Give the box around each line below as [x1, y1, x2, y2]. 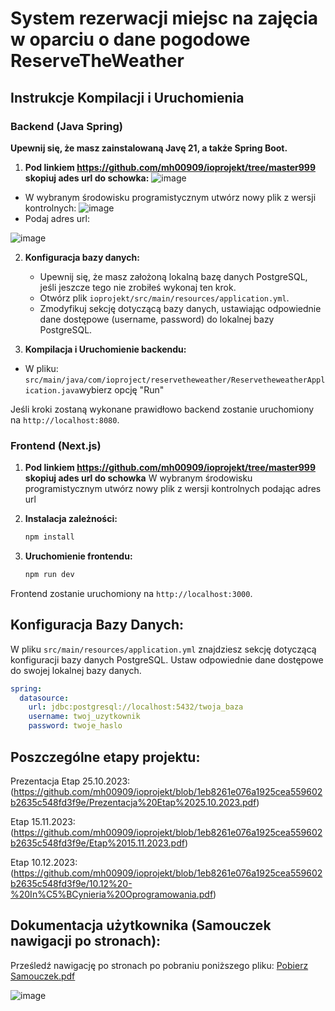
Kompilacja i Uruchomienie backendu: [24, 343, 187, 355]
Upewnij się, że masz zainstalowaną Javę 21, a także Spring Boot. [10, 142, 288, 154]
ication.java [24, 385, 80, 396]
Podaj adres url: [24, 212, 90, 224]
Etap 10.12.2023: [10, 856, 78, 868]
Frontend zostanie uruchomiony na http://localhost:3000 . [10, 587, 253, 599]
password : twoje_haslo [28, 721, 123, 731]
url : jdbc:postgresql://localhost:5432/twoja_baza [28, 702, 244, 712]
